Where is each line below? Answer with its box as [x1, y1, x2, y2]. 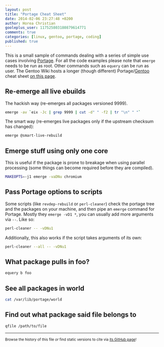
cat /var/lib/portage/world [5, 297, 62, 302]
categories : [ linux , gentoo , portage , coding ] [5, 35, 102, 40]
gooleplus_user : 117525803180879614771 [5, 25, 86, 30]
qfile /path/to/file [5, 324, 47, 328]
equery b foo [5, 271, 32, 276]
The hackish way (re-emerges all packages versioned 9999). [5, 100, 128, 106]
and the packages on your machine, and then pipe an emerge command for [5, 206, 155, 212]
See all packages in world [5, 284, 84, 292]
